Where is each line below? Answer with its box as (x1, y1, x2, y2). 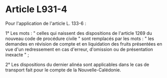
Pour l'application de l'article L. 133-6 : (5, 20, 87, 26)
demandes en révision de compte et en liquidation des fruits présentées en (5, 41, 162, 47)
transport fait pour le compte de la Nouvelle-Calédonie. (5, 67, 121, 73)
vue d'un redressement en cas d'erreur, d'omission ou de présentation (5, 46, 153, 52)
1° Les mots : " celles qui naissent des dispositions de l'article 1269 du (5, 30, 152, 36)
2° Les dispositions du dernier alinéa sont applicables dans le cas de (5, 61, 149, 67)
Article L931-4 (5, 4, 68, 15)
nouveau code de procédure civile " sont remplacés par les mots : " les (5, 35, 154, 42)
